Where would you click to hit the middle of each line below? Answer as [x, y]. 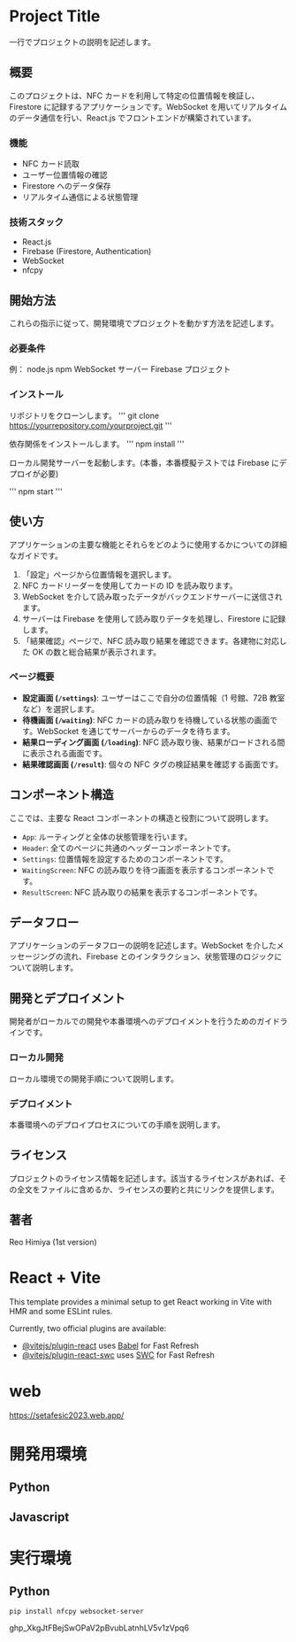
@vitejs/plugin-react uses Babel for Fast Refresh [110, 1346]
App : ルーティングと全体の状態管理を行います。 [107, 836]
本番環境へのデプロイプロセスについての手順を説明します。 [117, 1124]
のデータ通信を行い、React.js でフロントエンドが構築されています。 [133, 118]
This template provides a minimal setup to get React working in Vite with [140, 1302]
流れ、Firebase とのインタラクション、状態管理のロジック [169, 957]
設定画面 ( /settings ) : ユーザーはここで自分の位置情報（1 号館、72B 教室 [153, 698]
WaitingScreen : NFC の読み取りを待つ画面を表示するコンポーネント [144, 870]
